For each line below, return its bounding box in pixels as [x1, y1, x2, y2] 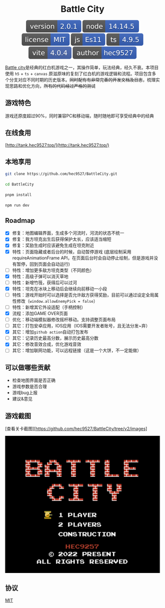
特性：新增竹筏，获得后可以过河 [12, 280, 77, 286]
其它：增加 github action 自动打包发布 [12, 329, 88, 335]
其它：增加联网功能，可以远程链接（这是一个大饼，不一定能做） [12, 348, 141, 354]
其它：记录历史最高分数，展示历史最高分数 [12, 335, 99, 341]
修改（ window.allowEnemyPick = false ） [16, 298, 98, 304]
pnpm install [5, 192, 32, 197]
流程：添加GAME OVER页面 [12, 310, 68, 316]
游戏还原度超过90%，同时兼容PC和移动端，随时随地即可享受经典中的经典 [5, 112, 154, 119]
